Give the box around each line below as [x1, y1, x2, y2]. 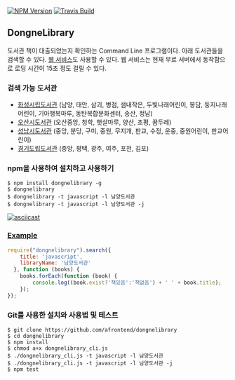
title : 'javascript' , [20, 253, 83, 260]
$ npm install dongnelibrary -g [7, 179, 102, 187]
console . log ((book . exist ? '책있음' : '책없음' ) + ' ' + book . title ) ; [32, 279, 222, 287]
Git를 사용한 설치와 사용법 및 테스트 [7, 310, 119, 320]
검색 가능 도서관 [7, 83, 58, 93]
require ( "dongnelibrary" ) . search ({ [7, 246, 112, 254]
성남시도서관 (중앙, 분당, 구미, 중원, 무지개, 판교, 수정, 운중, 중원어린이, [17, 127, 210, 135]
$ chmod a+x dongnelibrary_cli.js [7, 345, 109, 352]
